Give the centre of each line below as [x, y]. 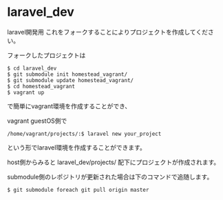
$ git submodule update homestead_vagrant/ [71, 80]
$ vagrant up [26, 92]
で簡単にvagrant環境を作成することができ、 [69, 106]
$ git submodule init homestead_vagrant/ [67, 74]
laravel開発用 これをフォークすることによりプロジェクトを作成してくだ [108, 32]
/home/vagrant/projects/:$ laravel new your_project [84, 134]
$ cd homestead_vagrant [41, 86]
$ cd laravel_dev [32, 68]
